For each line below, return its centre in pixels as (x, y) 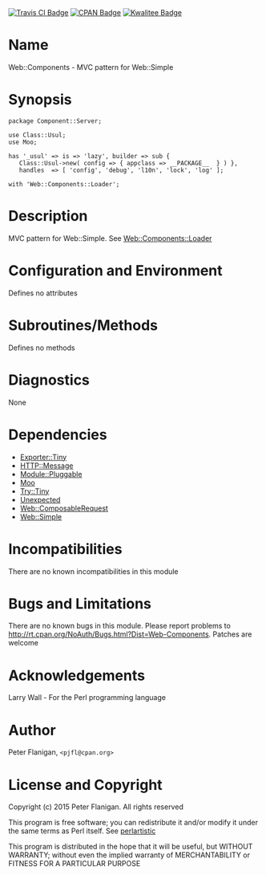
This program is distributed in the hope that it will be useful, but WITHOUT (131, 847)
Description (48, 216)
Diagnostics (49, 380)
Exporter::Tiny (43, 457)
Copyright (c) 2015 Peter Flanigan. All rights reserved (96, 807)
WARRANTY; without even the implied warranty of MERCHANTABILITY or (129, 855)
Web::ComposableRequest (64, 508)
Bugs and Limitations (80, 603)
